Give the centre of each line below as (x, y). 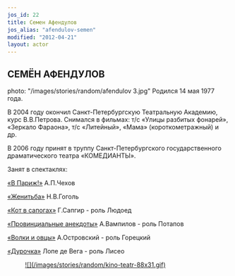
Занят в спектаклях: (38, 169)
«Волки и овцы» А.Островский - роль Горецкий (79, 237)
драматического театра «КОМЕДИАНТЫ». (72, 156)
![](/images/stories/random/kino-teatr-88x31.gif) (95, 265)
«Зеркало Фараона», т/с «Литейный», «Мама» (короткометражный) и (113, 127)
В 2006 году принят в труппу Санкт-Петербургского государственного (115, 148)
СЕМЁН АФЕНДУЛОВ (56, 74)
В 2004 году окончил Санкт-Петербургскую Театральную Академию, (113, 112)
